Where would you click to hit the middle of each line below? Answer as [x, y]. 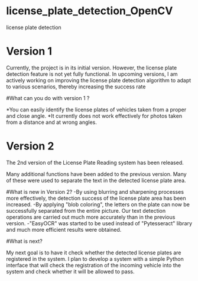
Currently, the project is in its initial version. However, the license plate [92, 68]
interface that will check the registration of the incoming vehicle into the [94, 265]
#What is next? [24, 241]
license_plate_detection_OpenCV [90, 11]
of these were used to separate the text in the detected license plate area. [96, 180]
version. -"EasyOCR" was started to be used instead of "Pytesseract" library [99, 223]
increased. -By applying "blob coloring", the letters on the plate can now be [98, 204]
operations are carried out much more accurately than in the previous [91, 217]
